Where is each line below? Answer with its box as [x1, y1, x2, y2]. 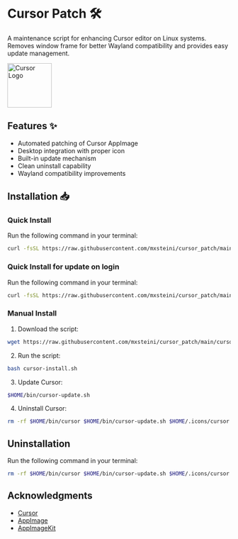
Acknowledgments [7, 490, 93, 502]
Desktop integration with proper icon [17, 146, 125, 155]
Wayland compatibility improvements [17, 169, 126, 177]
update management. [7, 49, 70, 57]
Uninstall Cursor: [17, 404, 67, 413]
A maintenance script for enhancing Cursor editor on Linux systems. [7, 33, 207, 43]
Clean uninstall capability [17, 161, 91, 170]
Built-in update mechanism [17, 154, 97, 162]
